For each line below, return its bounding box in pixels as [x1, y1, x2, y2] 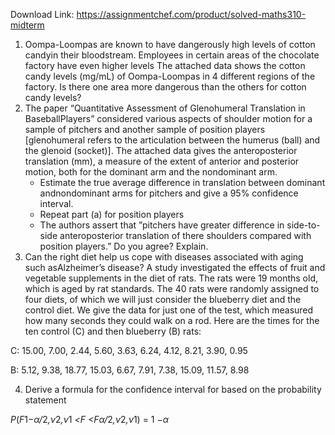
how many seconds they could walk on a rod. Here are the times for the [24, 315, 320, 326]
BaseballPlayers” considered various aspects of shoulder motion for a [24, 113, 313, 124]
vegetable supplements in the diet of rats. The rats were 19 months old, [24, 272, 318, 284]
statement [24, 394, 67, 406]
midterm [10, 19, 45, 31]
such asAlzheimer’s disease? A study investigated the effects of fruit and [24, 262, 326, 273]
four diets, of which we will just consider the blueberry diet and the [24, 294, 302, 305]
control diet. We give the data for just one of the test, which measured [24, 304, 314, 316]
